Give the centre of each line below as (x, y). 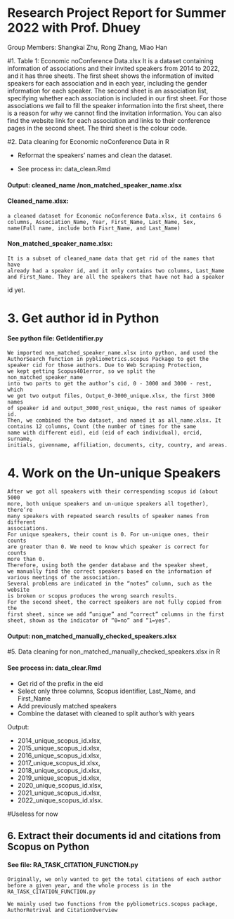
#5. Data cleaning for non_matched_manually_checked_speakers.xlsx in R (114, 652)
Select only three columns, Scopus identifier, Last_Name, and (106, 691)
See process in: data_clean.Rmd (64, 168)
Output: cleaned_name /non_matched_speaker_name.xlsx (95, 185)
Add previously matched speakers (67, 706)
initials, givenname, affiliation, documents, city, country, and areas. (118, 445)
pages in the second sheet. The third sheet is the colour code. (97, 128)
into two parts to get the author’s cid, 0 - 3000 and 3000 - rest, (110, 384)
